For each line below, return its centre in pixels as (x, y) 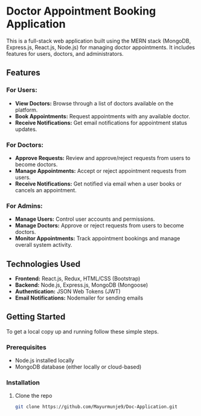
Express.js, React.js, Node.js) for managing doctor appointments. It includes (101, 47)
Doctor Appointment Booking (81, 11)
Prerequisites (26, 347)
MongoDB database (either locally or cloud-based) (78, 367)
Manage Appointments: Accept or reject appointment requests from (101, 170)
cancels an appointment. (46, 190)
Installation (23, 383)
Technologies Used (43, 264)
